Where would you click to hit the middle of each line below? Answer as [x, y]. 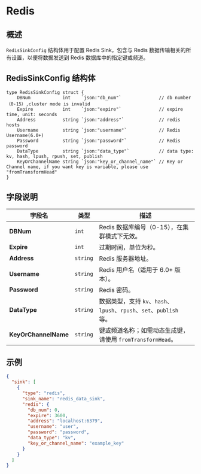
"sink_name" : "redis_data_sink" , [64, 399]
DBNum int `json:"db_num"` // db [95, 98]
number [183, 98]
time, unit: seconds [32, 114]
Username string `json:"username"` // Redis [99, 130]
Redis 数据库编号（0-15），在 [141, 227]
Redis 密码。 [117, 290]
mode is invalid [70, 104]
